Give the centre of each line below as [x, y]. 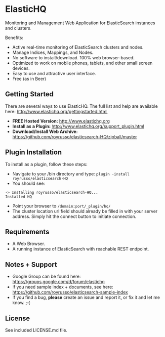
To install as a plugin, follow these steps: [46, 164]
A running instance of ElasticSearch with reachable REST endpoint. [81, 249]
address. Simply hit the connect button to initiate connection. [74, 216]
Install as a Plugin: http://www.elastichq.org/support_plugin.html [78, 126]
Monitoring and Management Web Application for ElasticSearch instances [80, 23]
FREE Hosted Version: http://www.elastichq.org [61, 121]
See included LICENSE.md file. [36, 330]
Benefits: [14, 38]
